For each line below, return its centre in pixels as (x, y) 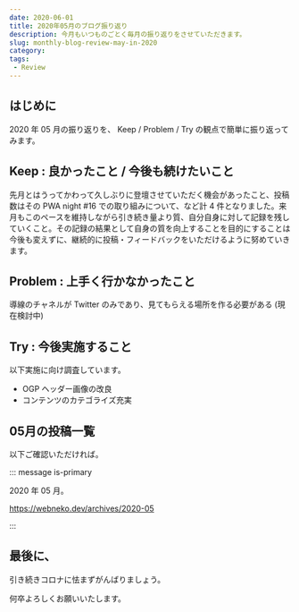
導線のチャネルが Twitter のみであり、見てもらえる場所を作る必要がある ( (144, 304)
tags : (19, 59)
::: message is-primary (50, 472)
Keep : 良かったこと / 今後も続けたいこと (122, 171)
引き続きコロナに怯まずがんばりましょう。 (87, 579)
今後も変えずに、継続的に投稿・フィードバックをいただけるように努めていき (150, 239)
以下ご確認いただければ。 (56, 454)
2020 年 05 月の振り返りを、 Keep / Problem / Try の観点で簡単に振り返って (149, 129)
